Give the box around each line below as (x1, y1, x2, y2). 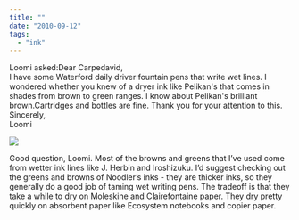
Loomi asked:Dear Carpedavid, (9, 62, 123, 73)
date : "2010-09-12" (9, 21, 82, 30)
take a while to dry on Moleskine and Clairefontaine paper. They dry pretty (9, 191, 283, 201)
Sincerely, (9, 110, 46, 120)
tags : (9, 29, 29, 38)
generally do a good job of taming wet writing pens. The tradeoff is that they (9, 182, 290, 192)
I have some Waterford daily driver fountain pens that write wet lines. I (9, 72, 268, 83)
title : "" (9, 12, 46, 22)
